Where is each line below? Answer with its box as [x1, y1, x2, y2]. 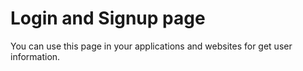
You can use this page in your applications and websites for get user [10, 40, 293, 52]
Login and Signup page [10, 7, 206, 30]
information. [10, 50, 61, 62]
